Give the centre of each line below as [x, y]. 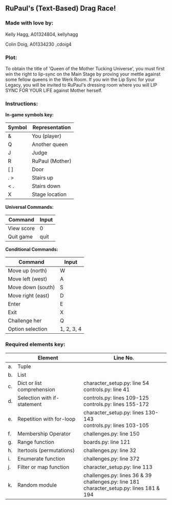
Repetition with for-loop [47, 419]
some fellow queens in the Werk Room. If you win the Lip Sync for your [80, 79]
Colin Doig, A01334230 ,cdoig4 [38, 44]
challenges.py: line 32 [110, 450]
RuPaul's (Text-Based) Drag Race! [61, 8]
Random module [37, 485]
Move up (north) [28, 271]
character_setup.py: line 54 [116, 383]
